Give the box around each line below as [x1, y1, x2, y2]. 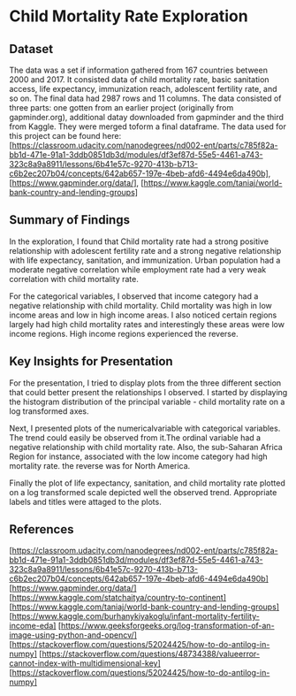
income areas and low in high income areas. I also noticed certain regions [9, 310, 277, 320]
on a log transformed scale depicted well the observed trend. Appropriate [9, 486, 277, 497]
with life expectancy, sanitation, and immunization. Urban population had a [9, 255, 281, 265]
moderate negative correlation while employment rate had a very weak [9, 264, 267, 275]
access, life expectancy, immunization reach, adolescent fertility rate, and [9, 84, 277, 94]
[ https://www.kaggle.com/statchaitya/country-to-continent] [9, 593, 227, 603]
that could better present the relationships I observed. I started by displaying [9, 386, 288, 397]
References [9, 522, 74, 537]
